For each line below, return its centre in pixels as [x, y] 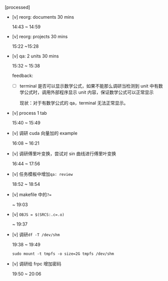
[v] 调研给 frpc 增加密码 [37, 264]
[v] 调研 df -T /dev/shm [36, 235]
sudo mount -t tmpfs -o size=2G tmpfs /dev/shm [63, 254]
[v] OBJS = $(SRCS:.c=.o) [38, 215]
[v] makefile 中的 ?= [32, 195]
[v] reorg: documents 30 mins [43, 17]
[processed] [17, 7]
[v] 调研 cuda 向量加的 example [45, 133]
